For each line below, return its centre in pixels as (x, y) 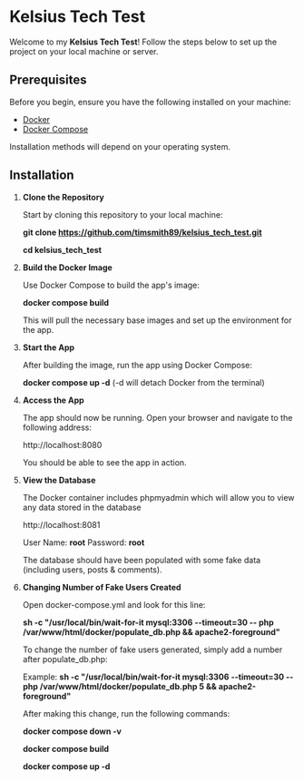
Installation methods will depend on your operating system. (120, 146)
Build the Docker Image (68, 267)
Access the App (53, 400)
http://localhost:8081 (61, 524)
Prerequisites (48, 80)
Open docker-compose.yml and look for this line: (114, 604)
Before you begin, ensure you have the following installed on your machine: (150, 102)
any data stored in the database (82, 507)
